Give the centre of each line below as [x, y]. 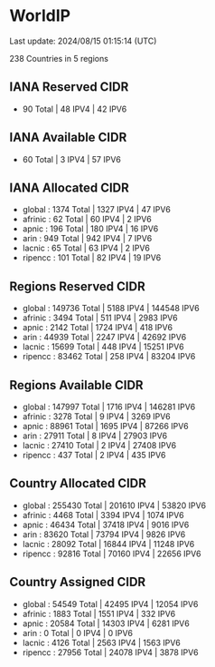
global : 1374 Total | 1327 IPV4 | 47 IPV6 [97, 210]
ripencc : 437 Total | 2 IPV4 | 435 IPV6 [94, 455]
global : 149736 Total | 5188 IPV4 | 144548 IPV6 [111, 309]
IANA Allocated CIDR [69, 187]
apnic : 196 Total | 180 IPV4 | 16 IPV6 [90, 229]
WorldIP [40, 16]
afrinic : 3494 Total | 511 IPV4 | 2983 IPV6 [100, 318]
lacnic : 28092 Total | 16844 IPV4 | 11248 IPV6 [108, 544]
